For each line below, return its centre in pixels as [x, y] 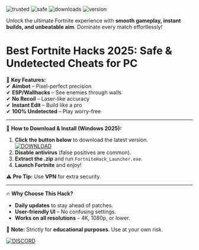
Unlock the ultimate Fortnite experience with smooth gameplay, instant [94, 20]
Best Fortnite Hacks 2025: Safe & [89, 51]
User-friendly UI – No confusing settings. [65, 211]
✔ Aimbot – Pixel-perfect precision [49, 86]
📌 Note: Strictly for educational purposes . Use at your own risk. [84, 229]
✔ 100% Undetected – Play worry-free [54, 111]
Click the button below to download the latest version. [81, 140]
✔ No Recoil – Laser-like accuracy [48, 98]
